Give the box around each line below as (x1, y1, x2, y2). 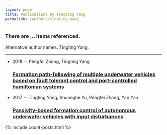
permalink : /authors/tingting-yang (5, 16, 79, 21)
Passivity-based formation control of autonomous (12, 107, 136, 114)
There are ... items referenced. (5, 33, 81, 40)
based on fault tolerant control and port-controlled (12, 77, 137, 84)
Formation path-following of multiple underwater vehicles (12, 70, 156, 77)
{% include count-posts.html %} (5, 125, 71, 131)
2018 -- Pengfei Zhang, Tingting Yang (12, 58, 90, 65)
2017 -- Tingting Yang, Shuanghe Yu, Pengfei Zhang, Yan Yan (12, 94, 138, 100)
